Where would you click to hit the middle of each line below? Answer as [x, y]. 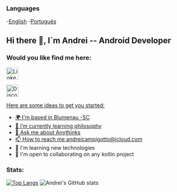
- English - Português [31, 22]
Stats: [15, 170]
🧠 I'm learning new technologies [55, 147]
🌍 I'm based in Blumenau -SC [52, 117]
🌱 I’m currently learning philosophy [58, 126]
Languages [23, 8]
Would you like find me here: [49, 57]
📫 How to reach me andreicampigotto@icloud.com [79, 139]
